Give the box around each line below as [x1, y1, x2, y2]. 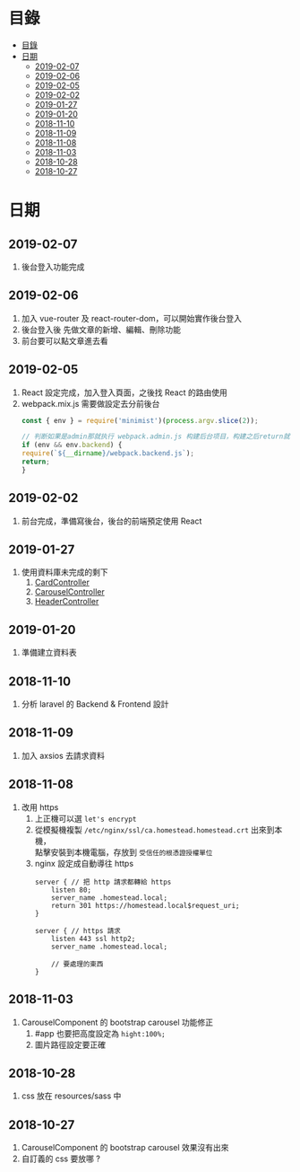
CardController [34, 577, 90, 588]
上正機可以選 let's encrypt [34, 813, 137, 824]
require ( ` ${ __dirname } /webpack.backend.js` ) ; [21, 449, 194, 458]
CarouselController [34, 586, 105, 597]
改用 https [21, 801, 59, 813]
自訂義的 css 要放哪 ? [21, 1153, 100, 1164]
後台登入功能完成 [21, 261, 85, 272]
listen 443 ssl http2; [51, 934, 136, 943]
